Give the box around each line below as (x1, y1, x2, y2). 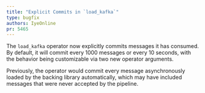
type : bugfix (6, 15, 40, 21)
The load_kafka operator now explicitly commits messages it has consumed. (6, 43, 199, 50)
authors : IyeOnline (6, 20, 56, 26)
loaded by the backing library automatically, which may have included (6, 74, 182, 81)
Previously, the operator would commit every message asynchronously (6, 67, 185, 75)
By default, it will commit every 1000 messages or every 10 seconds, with (6, 49, 192, 57)
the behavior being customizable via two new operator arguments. (6, 55, 174, 63)
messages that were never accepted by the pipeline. (6, 80, 139, 88)
